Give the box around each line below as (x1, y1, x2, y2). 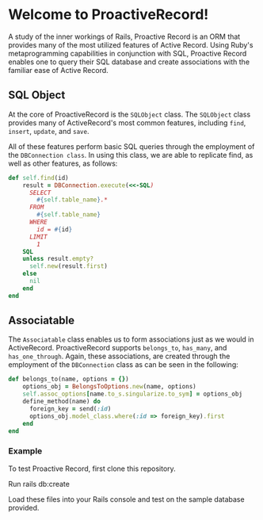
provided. (8, 503, 40, 512)
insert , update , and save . (8, 126, 90, 136)
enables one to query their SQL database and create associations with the (8, 57, 250, 67)
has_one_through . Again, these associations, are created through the (8, 351, 231, 361)
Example (8, 445, 43, 457)
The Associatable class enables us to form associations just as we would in (8, 335, 254, 344)
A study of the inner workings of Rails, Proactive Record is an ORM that (8, 32, 241, 41)
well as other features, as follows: (8, 159, 118, 168)
